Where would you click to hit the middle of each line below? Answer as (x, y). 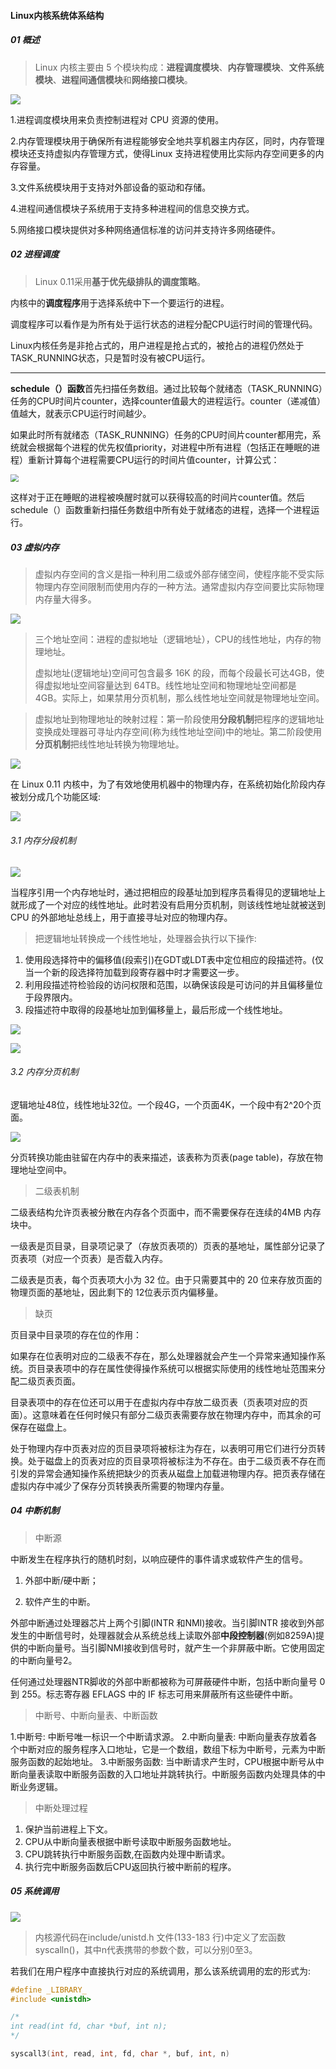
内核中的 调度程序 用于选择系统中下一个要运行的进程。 (120, 302)
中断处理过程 (61, 1807)
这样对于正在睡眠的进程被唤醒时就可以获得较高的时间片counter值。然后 (157, 497)
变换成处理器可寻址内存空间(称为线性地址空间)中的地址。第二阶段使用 (178, 732)
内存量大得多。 (65, 599)
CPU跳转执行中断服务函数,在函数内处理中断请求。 (127, 1854)
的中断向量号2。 (44, 1660)
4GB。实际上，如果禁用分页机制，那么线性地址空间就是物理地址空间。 (179, 698)
